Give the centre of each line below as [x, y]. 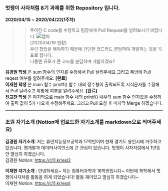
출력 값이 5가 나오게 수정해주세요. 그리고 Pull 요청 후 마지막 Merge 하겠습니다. [86, 103]
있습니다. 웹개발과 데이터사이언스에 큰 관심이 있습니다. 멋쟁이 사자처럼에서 [77, 148]
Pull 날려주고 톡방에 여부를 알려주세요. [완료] [54, 91]
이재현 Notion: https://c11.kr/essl [38, 183]
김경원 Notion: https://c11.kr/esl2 [38, 160]
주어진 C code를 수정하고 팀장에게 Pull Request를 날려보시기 [89, 30]
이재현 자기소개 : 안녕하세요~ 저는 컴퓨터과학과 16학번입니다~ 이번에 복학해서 [80, 171]
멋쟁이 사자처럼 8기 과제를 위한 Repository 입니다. [63, 7]
